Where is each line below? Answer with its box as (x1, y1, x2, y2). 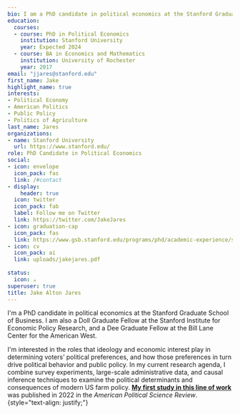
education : (7, 17, 40, 24)
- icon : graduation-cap (7, 223, 79, 230)
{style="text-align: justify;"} (7, 398, 89, 407)
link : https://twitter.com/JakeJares (14, 216, 126, 223)
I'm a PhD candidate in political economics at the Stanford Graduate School (7, 308, 229, 318)
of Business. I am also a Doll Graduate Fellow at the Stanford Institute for (7, 316, 221, 325)
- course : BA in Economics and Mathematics (14, 51, 145, 58)
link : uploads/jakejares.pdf (14, 256, 101, 263)
